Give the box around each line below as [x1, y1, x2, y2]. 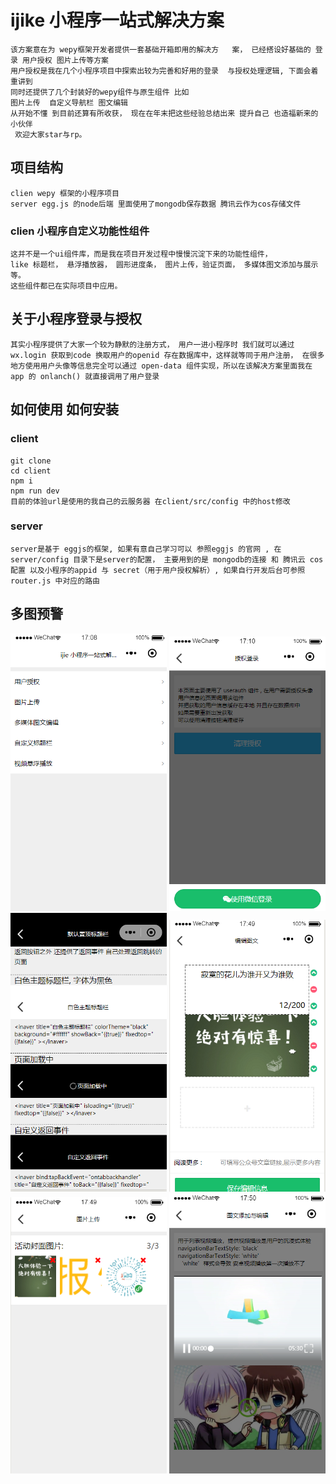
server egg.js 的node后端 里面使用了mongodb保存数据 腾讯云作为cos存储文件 [10, 199, 302, 209]
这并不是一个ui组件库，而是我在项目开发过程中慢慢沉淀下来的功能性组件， [10, 249, 273, 260]
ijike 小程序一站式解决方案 [10, 9, 225, 32]
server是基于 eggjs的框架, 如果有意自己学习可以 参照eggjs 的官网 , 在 [10, 544, 282, 554]
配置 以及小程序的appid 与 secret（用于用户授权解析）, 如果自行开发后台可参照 [10, 565, 306, 575]
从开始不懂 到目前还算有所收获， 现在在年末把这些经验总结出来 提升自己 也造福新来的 [10, 108, 319, 118]
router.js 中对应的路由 [10, 576, 100, 586]
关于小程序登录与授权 [10, 311, 142, 328]
